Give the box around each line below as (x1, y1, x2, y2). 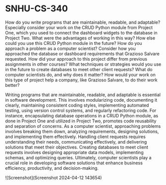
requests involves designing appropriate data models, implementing (5, 149, 144, 155)
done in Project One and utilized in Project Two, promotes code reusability (5, 118, 157, 124)
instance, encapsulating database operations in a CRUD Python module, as (5, 112, 159, 118)
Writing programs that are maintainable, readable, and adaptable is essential (5, 92, 161, 98)
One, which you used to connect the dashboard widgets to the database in (5, 30, 158, 36)
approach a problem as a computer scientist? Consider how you (5, 45, 136, 51)
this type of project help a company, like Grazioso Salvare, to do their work (5, 77, 158, 83)
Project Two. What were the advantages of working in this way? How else (5, 35, 155, 41)
